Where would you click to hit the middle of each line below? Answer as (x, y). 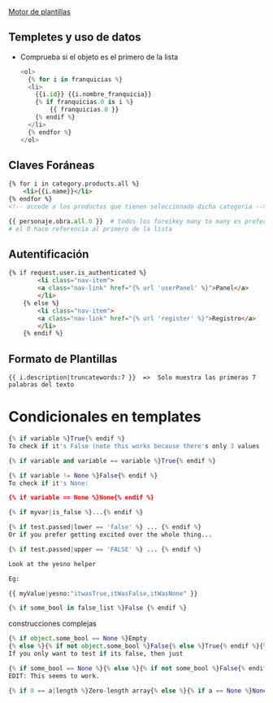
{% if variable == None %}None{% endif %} (81, 498)
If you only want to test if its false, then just (96, 654)
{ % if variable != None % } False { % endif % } (83, 475)
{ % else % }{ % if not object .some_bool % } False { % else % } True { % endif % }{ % (138, 646)
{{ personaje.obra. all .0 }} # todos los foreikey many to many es (125, 221)
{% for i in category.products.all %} (74, 184)
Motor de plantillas (39, 12)
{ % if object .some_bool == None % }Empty (78, 639)
